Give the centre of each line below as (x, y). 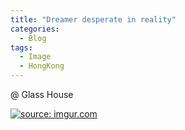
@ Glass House (42, 94)
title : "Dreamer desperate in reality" (93, 19)
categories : (35, 29)
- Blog (33, 38)
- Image (35, 57)
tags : (21, 47)
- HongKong (42, 66)
